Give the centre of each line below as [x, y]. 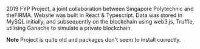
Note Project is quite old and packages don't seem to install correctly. [94, 40]
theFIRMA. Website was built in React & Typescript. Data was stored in [95, 15]
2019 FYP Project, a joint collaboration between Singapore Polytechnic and [100, 9]
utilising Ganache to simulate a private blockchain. [69, 28]
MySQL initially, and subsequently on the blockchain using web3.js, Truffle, [100, 21]
